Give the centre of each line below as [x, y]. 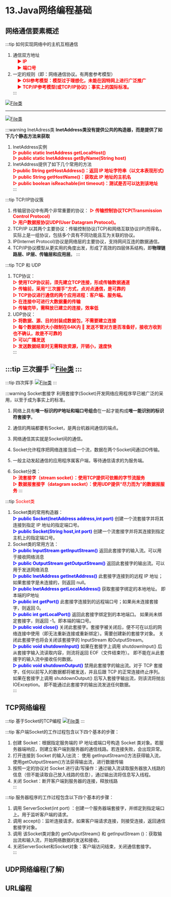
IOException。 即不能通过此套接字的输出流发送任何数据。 [73, 684]
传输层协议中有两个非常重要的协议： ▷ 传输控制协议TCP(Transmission [87, 210]
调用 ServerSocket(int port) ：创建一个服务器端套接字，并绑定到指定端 [86, 808]
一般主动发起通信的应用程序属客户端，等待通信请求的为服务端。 [79, 460]
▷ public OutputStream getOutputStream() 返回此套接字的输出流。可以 [89, 563]
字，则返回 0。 [28, 608]
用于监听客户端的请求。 [46, 814]
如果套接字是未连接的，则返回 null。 [51, 582]
